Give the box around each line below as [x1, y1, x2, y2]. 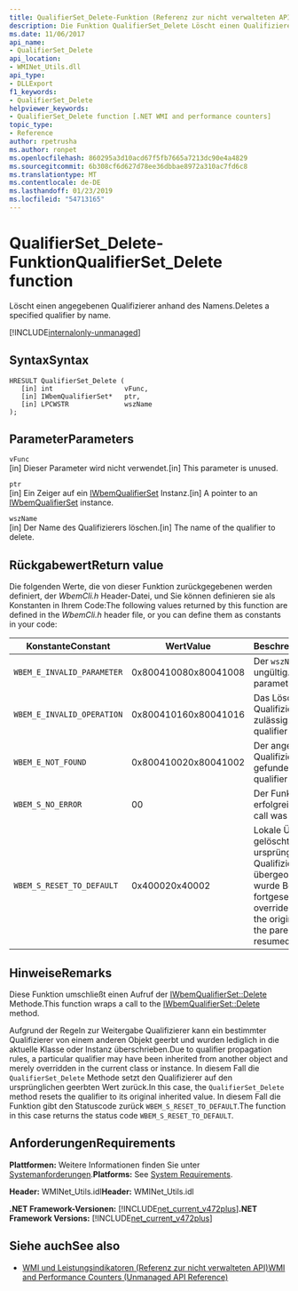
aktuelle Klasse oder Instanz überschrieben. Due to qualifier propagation [9, 1044, 272, 1054]
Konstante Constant [26, 640, 111, 653]
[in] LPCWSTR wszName [20, 399, 153, 409]
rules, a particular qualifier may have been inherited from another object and [9, 1054, 288, 1064]
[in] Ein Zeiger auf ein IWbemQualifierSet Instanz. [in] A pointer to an [9, 488, 258, 499]
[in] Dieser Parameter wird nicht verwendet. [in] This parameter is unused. [9, 463, 278, 474]
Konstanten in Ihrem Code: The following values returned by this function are [9, 600, 288, 611]
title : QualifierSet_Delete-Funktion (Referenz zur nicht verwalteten [9, 12, 276, 22]
